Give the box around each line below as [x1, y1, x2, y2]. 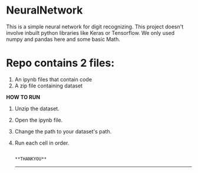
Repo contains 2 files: [6, 57, 115, 70]
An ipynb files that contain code [14, 76, 93, 83]
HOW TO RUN [6, 93, 40, 100]
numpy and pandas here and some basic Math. [6, 35, 121, 43]
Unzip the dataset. [14, 105, 60, 112]
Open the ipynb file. [14, 116, 63, 123]
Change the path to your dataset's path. [14, 128, 112, 135]
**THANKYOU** [14, 156, 47, 162]
